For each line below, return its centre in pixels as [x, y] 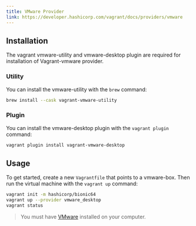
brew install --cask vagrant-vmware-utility [62, 100]
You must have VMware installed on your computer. [83, 217]
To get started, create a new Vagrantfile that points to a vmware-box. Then [98, 178]
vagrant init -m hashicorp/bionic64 [51, 195]
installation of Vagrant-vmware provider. [55, 61]
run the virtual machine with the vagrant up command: [72, 184]
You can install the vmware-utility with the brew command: [77, 89]
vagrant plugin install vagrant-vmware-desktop [66, 145]
